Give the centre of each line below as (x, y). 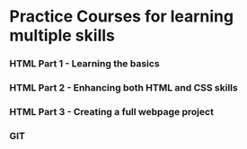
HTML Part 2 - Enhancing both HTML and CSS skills (123, 88)
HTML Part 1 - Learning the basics (84, 64)
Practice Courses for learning (122, 17)
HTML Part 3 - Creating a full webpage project (111, 111)
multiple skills (62, 35)
